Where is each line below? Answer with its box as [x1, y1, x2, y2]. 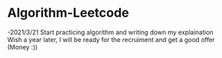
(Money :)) [7, 43, 38, 51]
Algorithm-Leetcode [7, 5, 130, 21]
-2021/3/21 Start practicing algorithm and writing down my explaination [7, 28, 214, 36]
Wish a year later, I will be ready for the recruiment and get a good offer [7, 35, 215, 43]
